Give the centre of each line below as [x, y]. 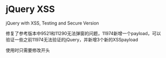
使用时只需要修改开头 [28, 50]
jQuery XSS [30, 9]
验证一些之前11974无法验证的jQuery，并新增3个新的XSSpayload [72, 39]
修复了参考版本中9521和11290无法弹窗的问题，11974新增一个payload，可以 [84, 33]
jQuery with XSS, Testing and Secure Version [53, 23]
